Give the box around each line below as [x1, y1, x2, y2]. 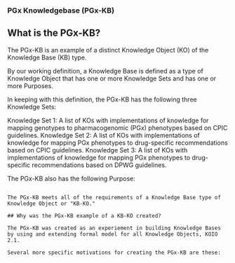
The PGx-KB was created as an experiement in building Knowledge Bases [7, 225, 221, 232]
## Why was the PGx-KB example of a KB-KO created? [7, 212, 161, 219]
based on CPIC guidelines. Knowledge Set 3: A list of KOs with [7, 145, 188, 154]
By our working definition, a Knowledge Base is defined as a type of [7, 66, 203, 75]
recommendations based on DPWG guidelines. [32, 160, 167, 169]
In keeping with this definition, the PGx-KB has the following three [7, 95, 198, 104]
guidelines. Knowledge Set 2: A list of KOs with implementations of [7, 131, 200, 139]
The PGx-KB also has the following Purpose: [7, 174, 135, 183]
